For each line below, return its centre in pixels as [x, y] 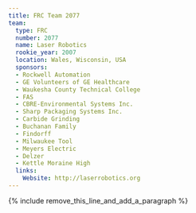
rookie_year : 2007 [46, 52]
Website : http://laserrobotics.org [82, 178]
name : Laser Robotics [51, 45]
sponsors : [31, 68]
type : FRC [31, 30]
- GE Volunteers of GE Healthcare [73, 82]
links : [26, 171]
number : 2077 [37, 38]
